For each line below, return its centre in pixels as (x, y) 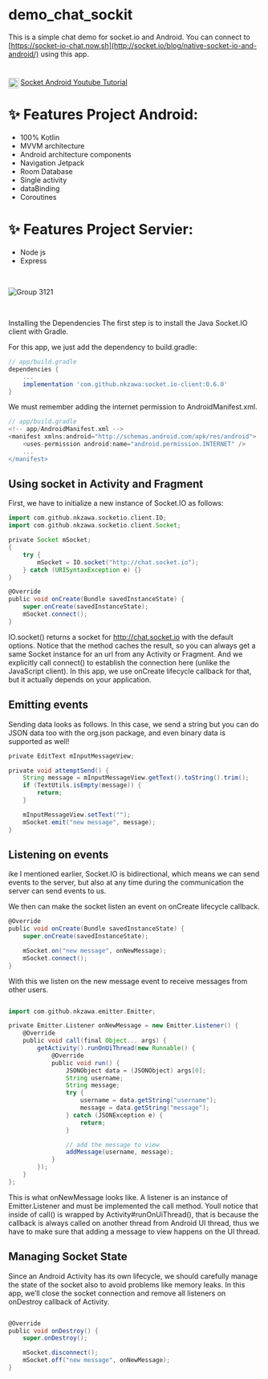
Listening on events (59, 854)
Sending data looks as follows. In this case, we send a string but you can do (134, 724)
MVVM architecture (52, 146)
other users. (28, 990)
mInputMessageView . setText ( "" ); (77, 815)
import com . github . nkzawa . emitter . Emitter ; (82, 1011)
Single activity (43, 180)
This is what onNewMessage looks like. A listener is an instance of (118, 1197)
